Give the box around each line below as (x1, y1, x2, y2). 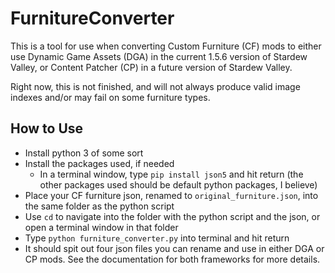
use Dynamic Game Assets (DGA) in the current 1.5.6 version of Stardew (10, 50, 308, 62)
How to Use (10, 120, 84, 137)
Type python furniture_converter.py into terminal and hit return (24, 232, 290, 244)
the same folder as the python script (24, 200, 175, 212)
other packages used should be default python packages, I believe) (39, 178, 318, 191)
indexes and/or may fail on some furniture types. (10, 91, 211, 103)
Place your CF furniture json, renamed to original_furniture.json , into (24, 189, 319, 201)
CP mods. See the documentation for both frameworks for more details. (24, 253, 321, 265)
